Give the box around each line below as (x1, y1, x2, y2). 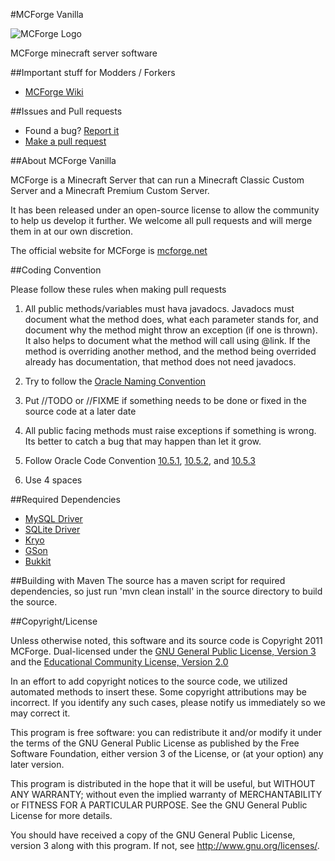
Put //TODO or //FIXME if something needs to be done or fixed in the (24, 395, 307, 406)
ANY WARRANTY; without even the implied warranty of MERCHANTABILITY (10, 789, 323, 800)
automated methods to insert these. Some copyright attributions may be (10, 686, 307, 698)
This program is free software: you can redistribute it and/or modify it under (10, 727, 322, 738)
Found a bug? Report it (24, 125, 120, 136)
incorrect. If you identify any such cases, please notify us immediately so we (10, 697, 326, 708)
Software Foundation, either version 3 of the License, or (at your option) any (10, 748, 324, 759)
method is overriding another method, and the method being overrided (24, 345, 317, 357)
